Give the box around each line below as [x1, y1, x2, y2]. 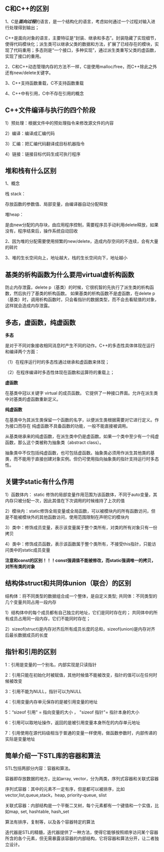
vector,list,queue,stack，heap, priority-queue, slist [5, 792, 107, 798]
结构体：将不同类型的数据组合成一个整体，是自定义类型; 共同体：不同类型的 [5, 593, 158, 599]
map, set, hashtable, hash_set [9, 809, 69, 814]
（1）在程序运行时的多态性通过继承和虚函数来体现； [5, 359, 110, 365]
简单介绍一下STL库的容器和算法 [5, 752, 101, 760]
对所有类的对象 [5, 563, 35, 569]
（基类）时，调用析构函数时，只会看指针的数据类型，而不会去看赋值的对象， [5, 297, 159, 302]
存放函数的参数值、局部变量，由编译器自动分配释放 [5, 201, 108, 207]
